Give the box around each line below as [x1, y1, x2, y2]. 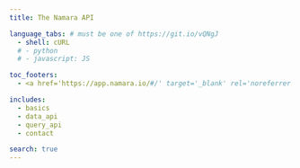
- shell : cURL [17, 38, 70, 47]
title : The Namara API [9, 13, 94, 22]
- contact [17, 128, 54, 137]
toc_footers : [9, 71, 58, 80]
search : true [9, 145, 58, 154]
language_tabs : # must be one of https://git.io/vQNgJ [9, 29, 219, 39]
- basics [17, 103, 50, 112]
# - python [17, 46, 58, 55]
